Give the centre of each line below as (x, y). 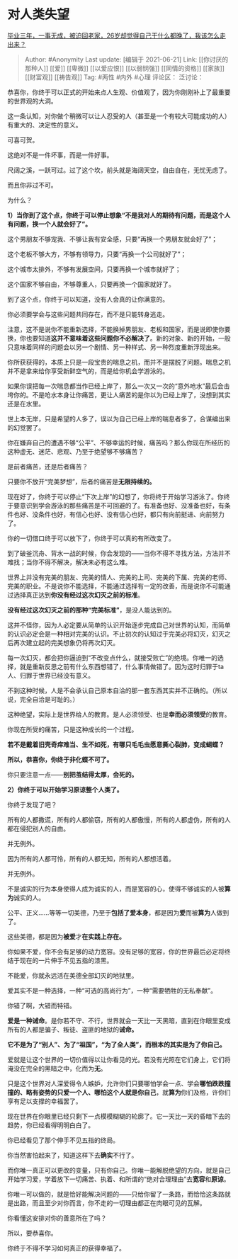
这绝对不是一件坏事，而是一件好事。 (60, 155)
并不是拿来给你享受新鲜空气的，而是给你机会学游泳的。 (88, 371)
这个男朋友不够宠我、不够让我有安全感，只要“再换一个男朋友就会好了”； (113, 239)
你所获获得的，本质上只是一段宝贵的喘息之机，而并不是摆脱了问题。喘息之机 (119, 362)
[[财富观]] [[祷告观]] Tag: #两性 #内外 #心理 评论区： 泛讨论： (114, 77)
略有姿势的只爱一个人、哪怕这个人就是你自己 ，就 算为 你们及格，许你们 (128, 1092)
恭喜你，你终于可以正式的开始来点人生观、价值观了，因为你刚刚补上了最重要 (119, 92)
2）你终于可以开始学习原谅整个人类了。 (65, 790)
